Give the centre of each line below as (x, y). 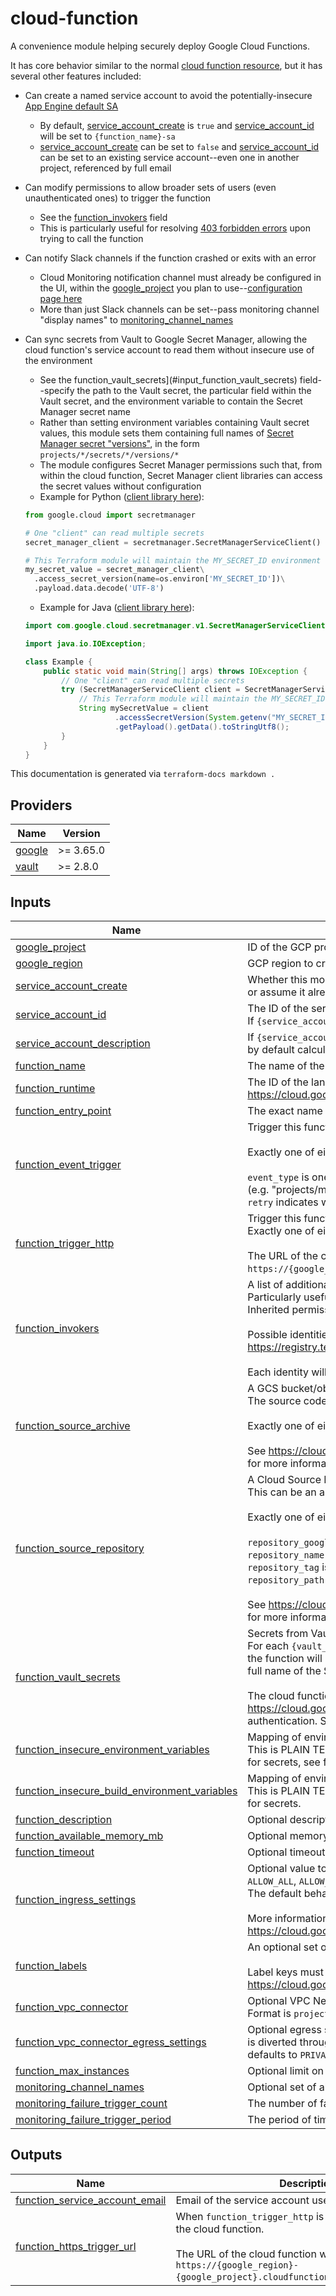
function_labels (51, 1966)
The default (274, 1894)
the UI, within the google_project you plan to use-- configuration (171, 288)
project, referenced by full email (105, 168)
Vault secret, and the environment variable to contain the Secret (171, 401)
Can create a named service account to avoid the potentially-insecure (168, 95)
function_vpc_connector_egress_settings (111, 2042)
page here (61, 298)
